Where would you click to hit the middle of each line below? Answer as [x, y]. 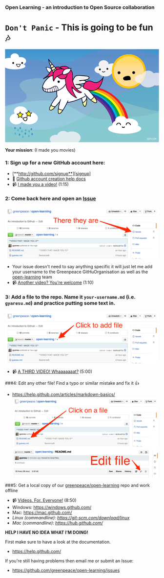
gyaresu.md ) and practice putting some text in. [60, 303]
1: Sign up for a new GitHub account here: [55, 163]
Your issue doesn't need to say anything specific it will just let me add [82, 267]
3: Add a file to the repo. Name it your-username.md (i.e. [70, 297]
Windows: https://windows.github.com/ [52, 508]
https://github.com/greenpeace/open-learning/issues [66, 570]
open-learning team [32, 277]
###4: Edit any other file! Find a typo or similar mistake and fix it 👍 [72, 383]
